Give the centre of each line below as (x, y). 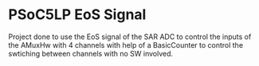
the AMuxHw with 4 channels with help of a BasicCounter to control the (126, 45)
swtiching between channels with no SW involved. (91, 53)
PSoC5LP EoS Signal (77, 15)
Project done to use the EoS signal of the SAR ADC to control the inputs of (130, 37)
